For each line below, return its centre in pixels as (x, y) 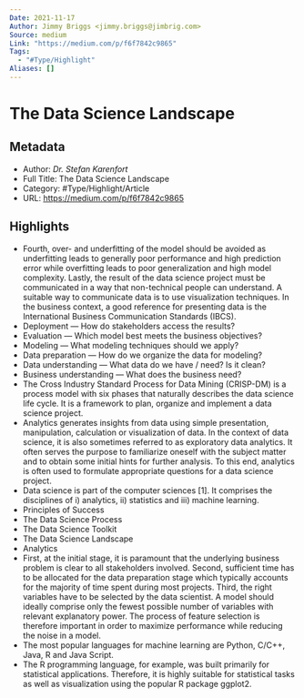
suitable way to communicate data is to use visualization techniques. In (156, 297)
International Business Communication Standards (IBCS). (129, 316)
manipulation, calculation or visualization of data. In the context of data (156, 432)
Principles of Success (63, 510)
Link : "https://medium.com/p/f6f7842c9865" (93, 43)
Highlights (40, 227)
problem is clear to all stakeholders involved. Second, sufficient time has (158, 567)
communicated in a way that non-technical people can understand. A (152, 287)
